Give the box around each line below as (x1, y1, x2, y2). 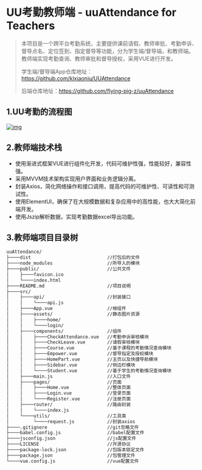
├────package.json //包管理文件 (6, 452, 136, 458)
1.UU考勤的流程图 (6, 107, 72, 117)
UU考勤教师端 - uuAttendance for (6, 5, 176, 19)
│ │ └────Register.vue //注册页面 (6, 396, 131, 402)
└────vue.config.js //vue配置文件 (6, 458, 139, 464)
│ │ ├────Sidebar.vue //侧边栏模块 (6, 362, 136, 368)
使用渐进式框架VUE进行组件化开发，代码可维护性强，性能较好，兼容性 (15, 159, 192, 167)
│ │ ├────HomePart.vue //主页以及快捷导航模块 (6, 356, 158, 362)
